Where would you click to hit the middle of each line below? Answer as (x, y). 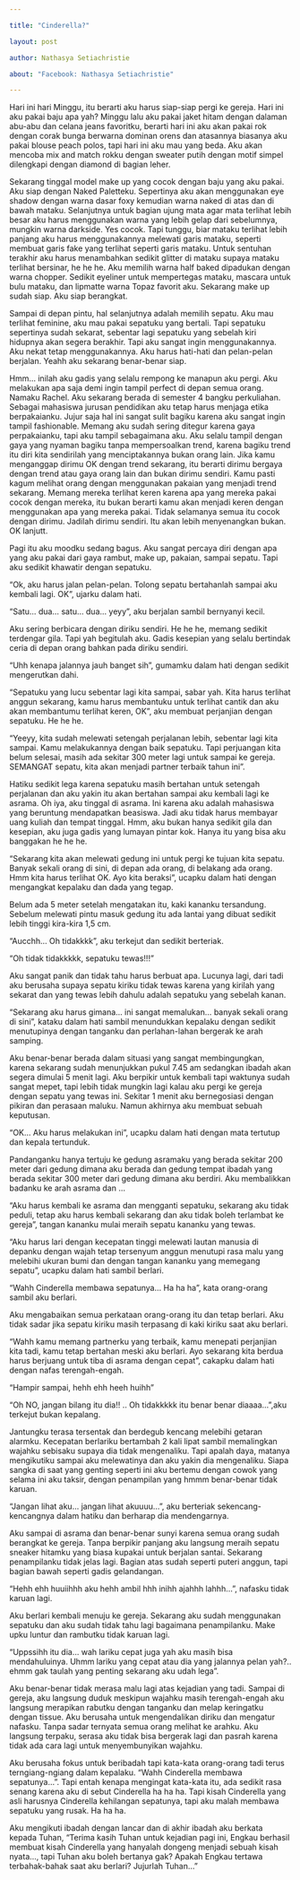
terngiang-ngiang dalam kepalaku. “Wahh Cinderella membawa (126, 1772)
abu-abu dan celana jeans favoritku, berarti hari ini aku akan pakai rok (138, 126)
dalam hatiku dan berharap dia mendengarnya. (143, 1516)
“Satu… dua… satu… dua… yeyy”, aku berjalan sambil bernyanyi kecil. (137, 611)
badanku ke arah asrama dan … (68, 1188)
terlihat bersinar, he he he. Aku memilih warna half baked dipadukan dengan (150, 268)
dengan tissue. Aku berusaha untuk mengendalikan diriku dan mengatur (142, 1717)
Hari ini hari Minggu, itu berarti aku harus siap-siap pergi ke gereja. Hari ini (147, 108)
